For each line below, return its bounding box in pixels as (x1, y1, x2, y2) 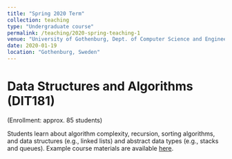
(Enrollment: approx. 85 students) (7, 115, 103, 124)
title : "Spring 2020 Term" (7, 10, 85, 17)
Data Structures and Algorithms (7, 79, 193, 94)
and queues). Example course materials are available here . (7, 144, 174, 152)
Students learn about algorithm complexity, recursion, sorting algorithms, (7, 129, 215, 138)
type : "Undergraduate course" (7, 23, 95, 30)
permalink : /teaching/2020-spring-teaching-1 (7, 29, 140, 37)
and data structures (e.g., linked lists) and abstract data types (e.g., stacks (7, 136, 219, 145)
